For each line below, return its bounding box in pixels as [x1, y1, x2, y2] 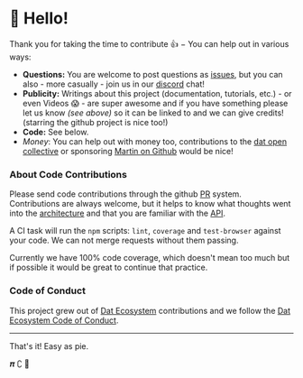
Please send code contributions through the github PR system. [9, 189, 242, 199]
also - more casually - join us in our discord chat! [22, 78, 206, 89]
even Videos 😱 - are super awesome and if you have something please [22, 97, 289, 108]
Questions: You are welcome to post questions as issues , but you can [22, 69, 283, 79]
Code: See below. [22, 126, 89, 137]
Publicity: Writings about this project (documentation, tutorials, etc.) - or [22, 88, 292, 98]
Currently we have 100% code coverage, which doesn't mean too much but [9, 253, 290, 263]
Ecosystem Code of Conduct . [9, 315, 119, 326]
